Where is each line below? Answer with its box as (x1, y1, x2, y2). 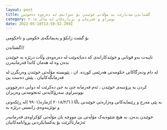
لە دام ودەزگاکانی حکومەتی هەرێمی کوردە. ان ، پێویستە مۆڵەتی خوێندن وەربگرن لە (5, 69, 159, 75)
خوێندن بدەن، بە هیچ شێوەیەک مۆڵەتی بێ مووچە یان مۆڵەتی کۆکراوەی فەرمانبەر (5, 114, 154, 120)
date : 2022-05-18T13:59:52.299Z (5, 21, 73, 26)
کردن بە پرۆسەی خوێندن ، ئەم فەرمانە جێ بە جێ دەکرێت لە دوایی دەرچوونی (5, 84, 147, 90)
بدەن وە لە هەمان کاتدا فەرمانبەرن (5, 59, 69, 65)
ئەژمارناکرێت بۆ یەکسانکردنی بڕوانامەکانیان (5, 119, 86, 125)
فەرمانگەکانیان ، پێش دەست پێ (5, 74, 64, 80)
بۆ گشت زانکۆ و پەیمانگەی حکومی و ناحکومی (5, 35, 89, 41)
